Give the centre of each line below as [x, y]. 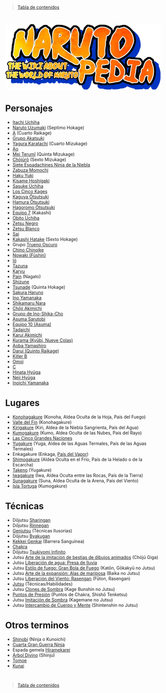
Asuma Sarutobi [29, 319]
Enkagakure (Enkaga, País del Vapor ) [50, 454]
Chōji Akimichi [27, 308]
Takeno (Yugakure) [32, 470]
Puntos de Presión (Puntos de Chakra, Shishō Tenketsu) [70, 594]
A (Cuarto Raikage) [32, 133]
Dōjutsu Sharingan [31, 520]
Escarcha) [23, 464]
